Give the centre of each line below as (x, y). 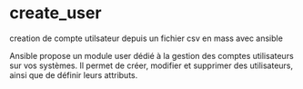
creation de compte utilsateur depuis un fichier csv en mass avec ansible (146, 38)
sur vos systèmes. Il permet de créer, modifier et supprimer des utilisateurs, (151, 65)
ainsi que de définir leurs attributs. (74, 74)
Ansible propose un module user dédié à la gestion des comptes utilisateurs (151, 55)
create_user (56, 13)
